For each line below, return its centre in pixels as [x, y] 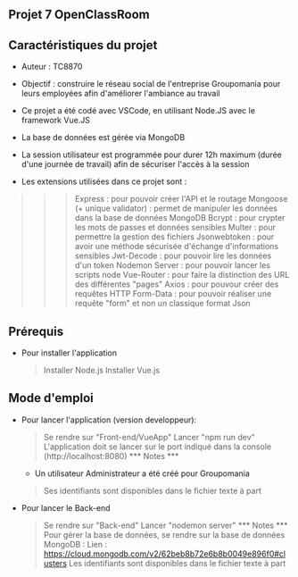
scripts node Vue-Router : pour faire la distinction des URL [182, 275]
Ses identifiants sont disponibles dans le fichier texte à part [153, 490]
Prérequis [36, 331]
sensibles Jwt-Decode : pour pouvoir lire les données [173, 256]
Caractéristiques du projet [83, 45]
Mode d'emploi [51, 398]
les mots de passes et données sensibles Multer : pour [175, 228]
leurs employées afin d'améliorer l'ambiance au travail [120, 94]
